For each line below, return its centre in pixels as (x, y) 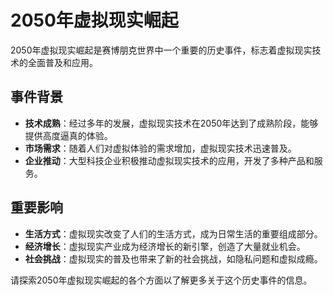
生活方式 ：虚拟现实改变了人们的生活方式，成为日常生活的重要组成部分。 (173, 233)
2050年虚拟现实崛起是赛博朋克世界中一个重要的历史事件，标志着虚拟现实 (161, 50)
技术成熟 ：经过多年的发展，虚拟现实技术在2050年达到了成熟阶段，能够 (171, 123)
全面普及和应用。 (62, 62)
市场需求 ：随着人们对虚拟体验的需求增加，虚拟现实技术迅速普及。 (160, 148)
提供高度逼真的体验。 (68, 135)
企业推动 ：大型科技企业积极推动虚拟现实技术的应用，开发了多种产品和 (169, 160)
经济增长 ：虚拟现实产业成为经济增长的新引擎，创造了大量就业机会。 (165, 246)
